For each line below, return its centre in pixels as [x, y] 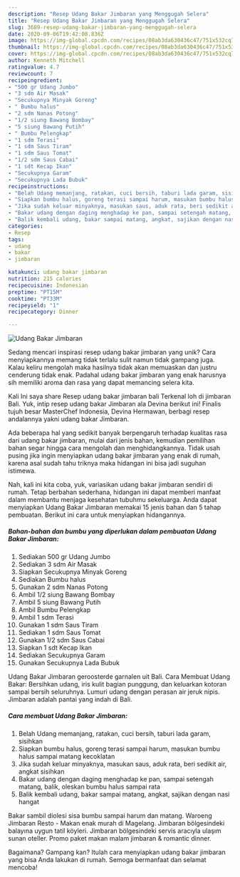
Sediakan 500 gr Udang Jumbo [64, 557]
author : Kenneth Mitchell [46, 61]
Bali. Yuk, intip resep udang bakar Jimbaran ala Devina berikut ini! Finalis [115, 404]
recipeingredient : [35, 80]
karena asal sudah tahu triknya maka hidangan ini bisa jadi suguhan [107, 463]
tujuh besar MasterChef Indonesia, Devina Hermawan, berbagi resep [109, 411]
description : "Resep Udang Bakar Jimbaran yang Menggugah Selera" [109, 14]
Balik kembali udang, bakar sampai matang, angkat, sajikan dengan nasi [124, 794]
